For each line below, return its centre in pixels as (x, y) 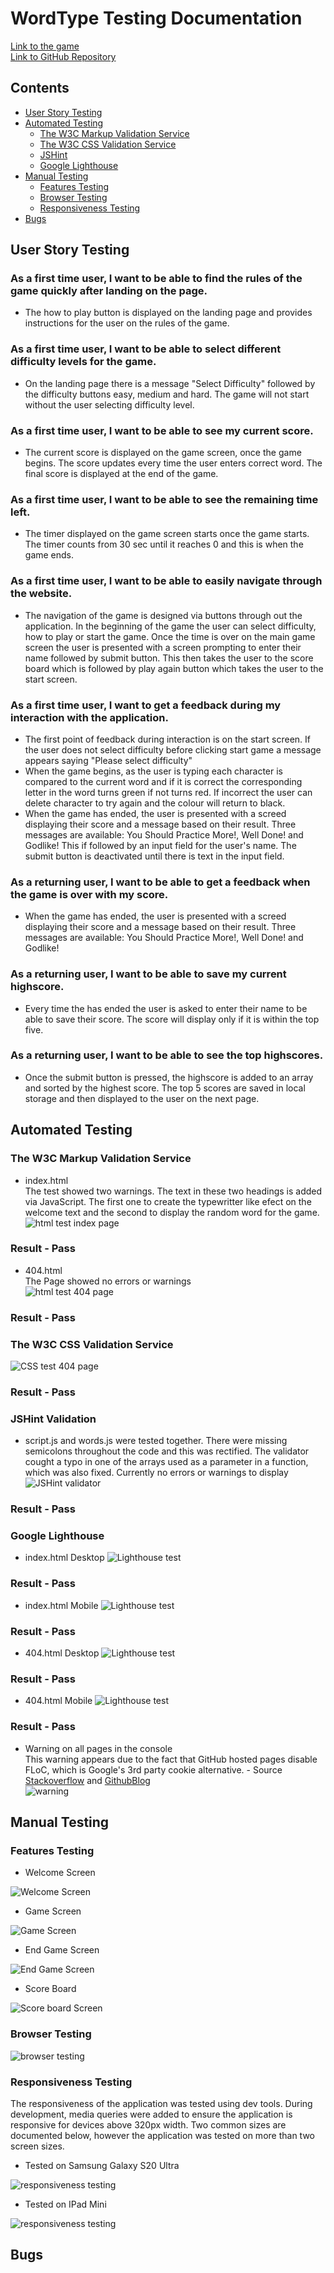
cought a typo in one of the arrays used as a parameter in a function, (166, 1462)
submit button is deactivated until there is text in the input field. (154, 856)
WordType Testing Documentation (156, 18)
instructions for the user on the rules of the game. (127, 323)
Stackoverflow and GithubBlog (87, 1780)
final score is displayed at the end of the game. (121, 474)
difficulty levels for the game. (83, 362)
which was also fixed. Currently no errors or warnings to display (156, 1473)
